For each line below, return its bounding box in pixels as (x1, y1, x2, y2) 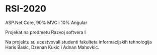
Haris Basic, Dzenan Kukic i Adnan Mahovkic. (5, 44, 100, 50)
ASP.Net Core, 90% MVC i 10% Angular (5, 19, 88, 25)
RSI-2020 (5, 3, 47, 14)
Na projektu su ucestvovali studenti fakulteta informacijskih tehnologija (5, 38, 152, 45)
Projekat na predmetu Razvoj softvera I (5, 29, 86, 35)
